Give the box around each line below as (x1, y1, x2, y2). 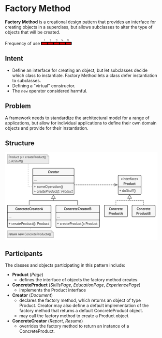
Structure (5, 139, 35, 147)
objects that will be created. (5, 29, 60, 35)
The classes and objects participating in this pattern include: (5, 262, 126, 268)
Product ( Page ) (12, 272, 44, 277)
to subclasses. (12, 77, 41, 83)
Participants (5, 249, 43, 258)
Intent (5, 54, 23, 63)
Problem (5, 102, 31, 110)
